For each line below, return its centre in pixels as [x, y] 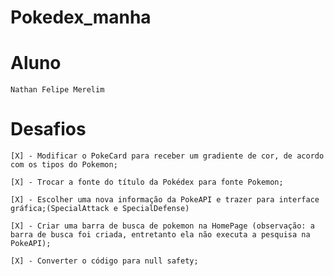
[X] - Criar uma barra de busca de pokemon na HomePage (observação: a [162, 226]
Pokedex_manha [81, 17]
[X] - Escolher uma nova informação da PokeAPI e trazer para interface [165, 200]
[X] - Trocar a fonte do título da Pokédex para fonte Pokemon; [147, 182]
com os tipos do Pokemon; [64, 165]
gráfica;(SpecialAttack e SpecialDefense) [100, 209]
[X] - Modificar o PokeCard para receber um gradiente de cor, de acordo [167, 156]
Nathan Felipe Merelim [57, 90]
